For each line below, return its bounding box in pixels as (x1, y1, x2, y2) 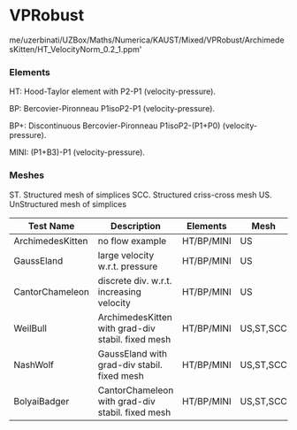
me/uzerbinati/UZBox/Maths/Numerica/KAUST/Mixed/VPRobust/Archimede (9, 35, 285, 45)
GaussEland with (97, 347, 168, 359)
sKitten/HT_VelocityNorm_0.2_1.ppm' (9, 43, 142, 54)
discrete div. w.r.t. (97, 274, 172, 287)
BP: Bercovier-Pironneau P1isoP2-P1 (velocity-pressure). (9, 104, 215, 114)
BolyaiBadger (13, 395, 70, 407)
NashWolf (13, 358, 55, 371)
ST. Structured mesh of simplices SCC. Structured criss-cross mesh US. (9, 189, 272, 200)
